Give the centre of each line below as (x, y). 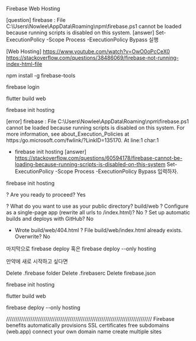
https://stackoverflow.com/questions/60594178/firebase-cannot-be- (98, 158)
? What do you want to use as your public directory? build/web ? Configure (97, 206)
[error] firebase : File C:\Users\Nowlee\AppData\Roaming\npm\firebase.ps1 (98, 121)
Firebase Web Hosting (33, 9)
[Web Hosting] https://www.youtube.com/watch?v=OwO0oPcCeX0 (88, 52)
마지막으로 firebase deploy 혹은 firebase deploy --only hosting (81, 249)
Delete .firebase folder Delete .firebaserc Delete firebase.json (81, 273)
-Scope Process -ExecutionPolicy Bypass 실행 (102, 40)
